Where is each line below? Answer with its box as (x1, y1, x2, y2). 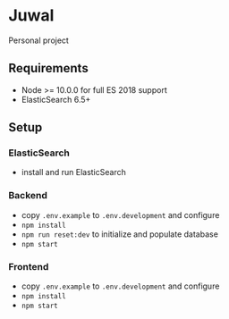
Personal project (8, 35, 69, 46)
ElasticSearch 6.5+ (21, 94, 91, 105)
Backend (8, 189, 48, 202)
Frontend (8, 260, 49, 273)
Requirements (8, 61, 89, 76)
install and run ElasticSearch (21, 167, 126, 178)
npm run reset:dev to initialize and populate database (21, 229, 218, 239)
